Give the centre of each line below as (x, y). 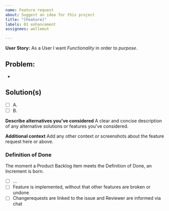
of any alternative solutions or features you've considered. (67, 126)
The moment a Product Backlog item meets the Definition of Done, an (79, 166)
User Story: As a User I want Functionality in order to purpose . (71, 48)
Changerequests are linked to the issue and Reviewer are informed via (87, 198)
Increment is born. (25, 171)
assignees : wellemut (27, 29)
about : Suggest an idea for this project (50, 15)
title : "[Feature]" (26, 19)
